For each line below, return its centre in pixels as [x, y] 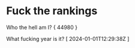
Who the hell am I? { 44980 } [42, 27]
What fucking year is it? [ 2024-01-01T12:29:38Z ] [68, 39]
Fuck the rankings [52, 11]
